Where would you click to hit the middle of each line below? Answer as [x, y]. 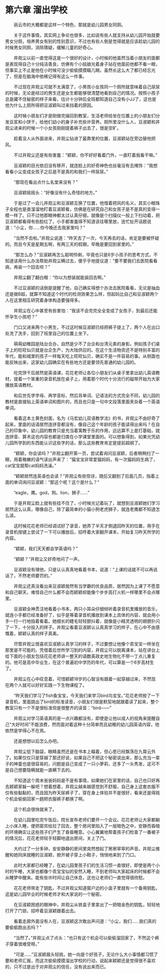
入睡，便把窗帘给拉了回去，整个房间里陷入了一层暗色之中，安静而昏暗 [89, 826]
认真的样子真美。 [44, 633]
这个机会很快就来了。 [35, 809]
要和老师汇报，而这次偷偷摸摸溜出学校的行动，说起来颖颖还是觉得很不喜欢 [80, 960]
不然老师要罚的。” [35, 576]
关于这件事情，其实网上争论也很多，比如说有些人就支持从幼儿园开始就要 [87, 35]
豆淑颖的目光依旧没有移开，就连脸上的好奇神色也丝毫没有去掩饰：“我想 [86, 165]
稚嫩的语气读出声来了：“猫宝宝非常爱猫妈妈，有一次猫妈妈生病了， [90, 459]
